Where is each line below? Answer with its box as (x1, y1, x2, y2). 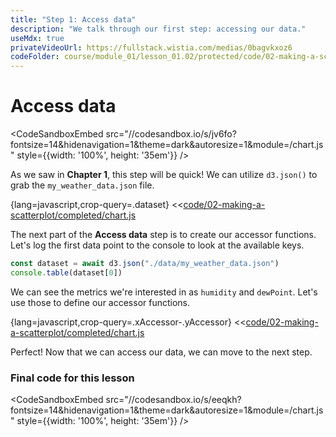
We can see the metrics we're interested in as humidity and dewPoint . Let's (10, 286, 318, 298)
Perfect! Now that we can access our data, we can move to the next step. (10, 346, 313, 358)
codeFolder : (10, 52, 60, 62)
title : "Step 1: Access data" (10, 14, 137, 25)
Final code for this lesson (10, 371, 135, 385)
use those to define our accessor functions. (10, 296, 191, 308)
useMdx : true (10, 33, 65, 43)
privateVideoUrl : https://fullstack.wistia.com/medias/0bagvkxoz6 (10, 42, 293, 53)
